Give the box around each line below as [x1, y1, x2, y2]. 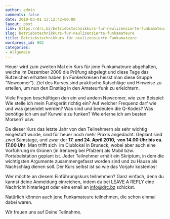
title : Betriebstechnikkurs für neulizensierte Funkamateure [5, 36, 137, 41]
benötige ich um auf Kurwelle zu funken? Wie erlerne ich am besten [5, 111, 147, 117]
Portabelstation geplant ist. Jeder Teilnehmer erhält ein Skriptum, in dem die [5, 152, 164, 159]
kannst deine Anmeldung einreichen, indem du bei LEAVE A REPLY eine [5, 179, 154, 185]
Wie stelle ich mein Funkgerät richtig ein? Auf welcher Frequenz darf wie [5, 100, 157, 106]
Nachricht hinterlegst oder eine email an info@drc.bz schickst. [5, 184, 136, 190]
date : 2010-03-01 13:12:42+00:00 [5, 17, 76, 22]
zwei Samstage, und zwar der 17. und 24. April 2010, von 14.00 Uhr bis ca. [5, 137, 163, 143]
